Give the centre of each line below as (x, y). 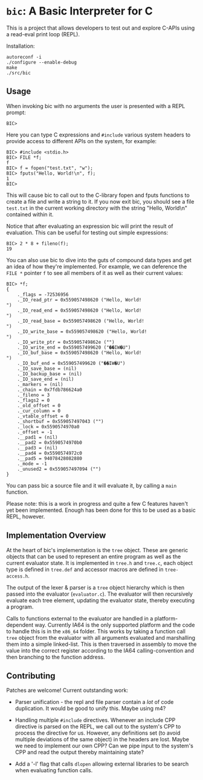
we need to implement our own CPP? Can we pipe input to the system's (104, 746)
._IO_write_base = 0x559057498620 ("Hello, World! (82, 331)
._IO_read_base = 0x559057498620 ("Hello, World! (81, 321)
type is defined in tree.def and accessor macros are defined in (85, 569)
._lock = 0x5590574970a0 (48, 427)
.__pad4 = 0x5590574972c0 (50, 453)
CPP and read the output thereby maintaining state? (79, 752)
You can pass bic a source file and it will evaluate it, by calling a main (92, 485)
